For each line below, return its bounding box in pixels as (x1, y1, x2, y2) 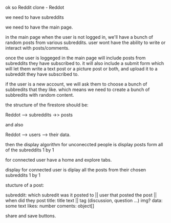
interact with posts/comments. (5, 45, 70, 51)
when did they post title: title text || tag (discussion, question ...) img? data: (5, 197, 163, 204)
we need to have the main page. (5, 24, 73, 30)
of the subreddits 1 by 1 (5, 147, 54, 153)
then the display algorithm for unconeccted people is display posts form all (5, 142, 163, 147)
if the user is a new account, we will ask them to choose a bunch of (5, 81, 147, 87)
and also (5, 122, 24, 127)
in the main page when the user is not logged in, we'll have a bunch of (5, 34, 154, 40)
